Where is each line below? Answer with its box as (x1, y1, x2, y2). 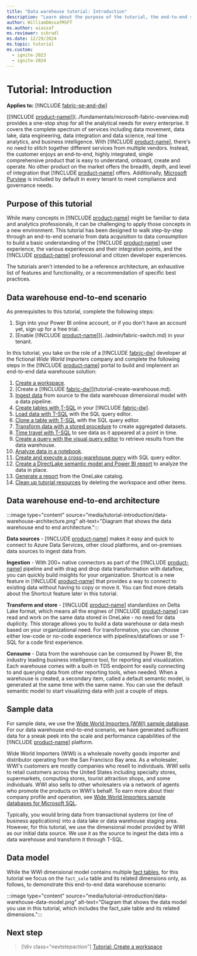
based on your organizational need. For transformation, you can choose (6, 626, 179, 633)
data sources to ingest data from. (6, 547, 87, 554)
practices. (6, 276, 31, 283)
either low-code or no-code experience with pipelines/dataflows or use (6, 632, 179, 639)
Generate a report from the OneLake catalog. (15, 472, 124, 480)
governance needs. (6, 182, 54, 189)
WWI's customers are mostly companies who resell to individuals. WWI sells (6, 762, 191, 769)
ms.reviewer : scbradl (6, 30, 60, 36)
